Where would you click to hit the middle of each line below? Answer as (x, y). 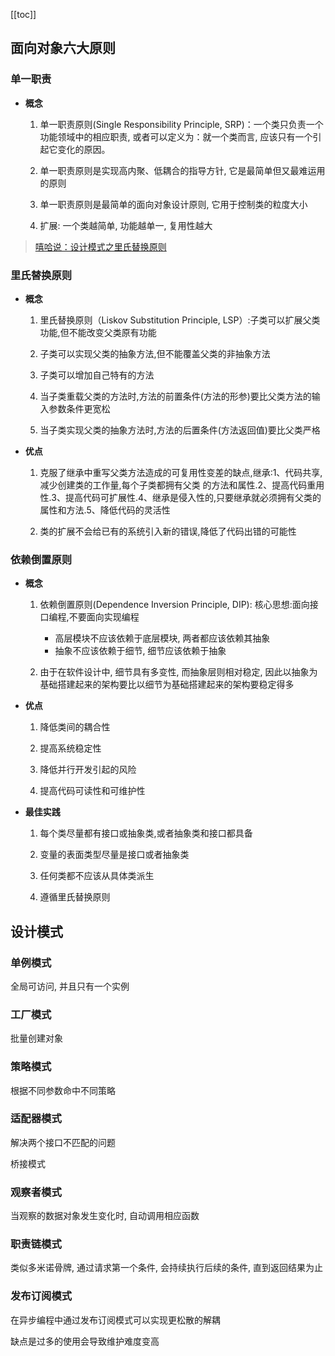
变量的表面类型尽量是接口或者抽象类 (114, 855)
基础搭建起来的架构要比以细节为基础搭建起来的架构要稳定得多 (167, 685)
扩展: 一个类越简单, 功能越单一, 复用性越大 (126, 225)
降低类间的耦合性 (75, 727)
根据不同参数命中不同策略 (63, 1090)
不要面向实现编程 (104, 617)
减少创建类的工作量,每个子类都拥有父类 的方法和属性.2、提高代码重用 (182, 485)
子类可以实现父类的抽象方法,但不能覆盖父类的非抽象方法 (155, 353)
